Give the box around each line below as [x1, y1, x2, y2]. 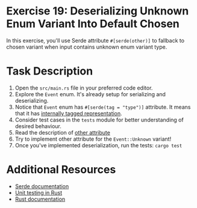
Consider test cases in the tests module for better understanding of [14, 116, 184, 123]
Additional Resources [6, 163, 116, 177]
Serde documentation [14, 182, 69, 190]
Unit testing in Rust [14, 189, 63, 196]
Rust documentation [14, 195, 66, 203]
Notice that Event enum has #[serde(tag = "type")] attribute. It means [14, 103, 191, 111]
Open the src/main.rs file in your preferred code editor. [14, 84, 153, 91]
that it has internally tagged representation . [14, 109, 122, 117]
